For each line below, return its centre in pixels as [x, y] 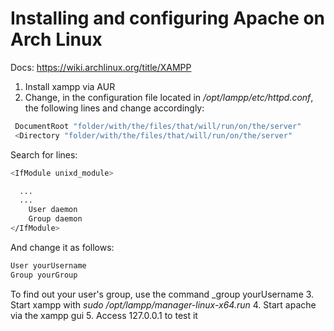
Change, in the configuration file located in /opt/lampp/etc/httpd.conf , [169, 97]
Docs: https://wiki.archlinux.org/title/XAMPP [101, 67]
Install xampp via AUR [70, 86]
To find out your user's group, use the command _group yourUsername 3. [162, 294]
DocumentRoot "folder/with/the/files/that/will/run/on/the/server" [158, 126]
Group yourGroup [44, 275]
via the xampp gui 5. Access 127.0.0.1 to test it [104, 315]
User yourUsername [48, 265]
